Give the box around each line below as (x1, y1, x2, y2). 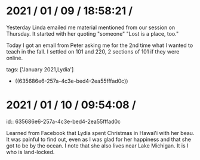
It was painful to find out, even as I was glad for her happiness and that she (6, 136, 191, 143)
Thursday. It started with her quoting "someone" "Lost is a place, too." (6, 30, 179, 37)
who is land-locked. (6, 148, 55, 155)
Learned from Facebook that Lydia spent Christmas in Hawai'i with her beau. (6, 129, 195, 136)
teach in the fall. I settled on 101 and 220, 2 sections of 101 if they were (6, 48, 180, 55)
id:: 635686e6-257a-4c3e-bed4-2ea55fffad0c (6, 118, 121, 125)
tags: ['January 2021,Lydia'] (6, 65, 74, 73)
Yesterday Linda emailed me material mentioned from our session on (6, 24, 176, 31)
